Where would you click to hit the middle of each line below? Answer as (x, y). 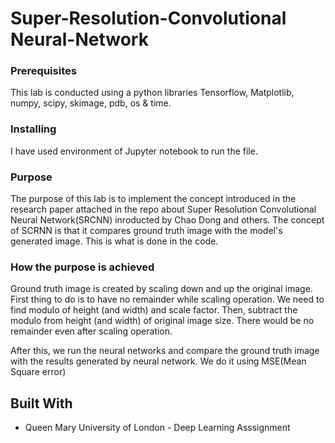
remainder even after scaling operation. (91, 331)
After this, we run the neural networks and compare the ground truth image (165, 351)
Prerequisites (43, 71)
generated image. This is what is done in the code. (114, 241)
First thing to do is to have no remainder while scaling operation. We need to (167, 299)
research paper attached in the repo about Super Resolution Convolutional (163, 209)
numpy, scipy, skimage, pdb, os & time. (91, 103)
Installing (33, 129)
